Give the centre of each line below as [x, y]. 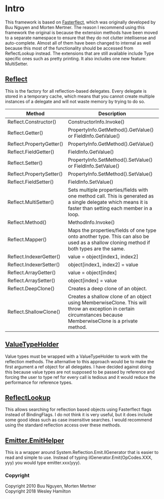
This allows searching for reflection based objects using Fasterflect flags [78, 409]
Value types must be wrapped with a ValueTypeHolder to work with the [76, 356]
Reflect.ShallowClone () [34, 312]
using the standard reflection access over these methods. [63, 425]
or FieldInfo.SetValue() [94, 166]
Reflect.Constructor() [32, 122]
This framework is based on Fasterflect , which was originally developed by [81, 22]
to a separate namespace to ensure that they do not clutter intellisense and [81, 38]
